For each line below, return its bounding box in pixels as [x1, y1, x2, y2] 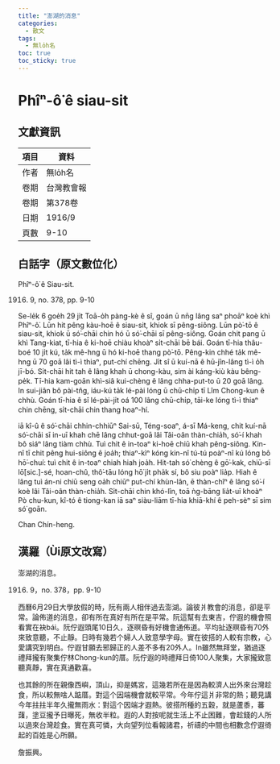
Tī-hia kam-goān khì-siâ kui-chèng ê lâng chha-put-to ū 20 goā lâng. [34, 376, 265, 385]
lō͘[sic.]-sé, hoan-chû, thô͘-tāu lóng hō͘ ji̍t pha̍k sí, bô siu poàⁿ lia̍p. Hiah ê [18, 467, 257, 476]
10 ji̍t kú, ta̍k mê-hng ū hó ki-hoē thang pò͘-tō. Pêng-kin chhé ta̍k [32, 347, 246, 357]
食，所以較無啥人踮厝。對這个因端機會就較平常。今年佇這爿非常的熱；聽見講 [18, 690, 272, 700]
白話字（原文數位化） [18, 257, 124, 271]
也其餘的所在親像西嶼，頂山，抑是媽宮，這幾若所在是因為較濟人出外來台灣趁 [18, 679, 272, 689]
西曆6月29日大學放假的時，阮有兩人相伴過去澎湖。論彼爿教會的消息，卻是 [18, 602, 264, 612]
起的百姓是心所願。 [18, 730, 82, 740]
